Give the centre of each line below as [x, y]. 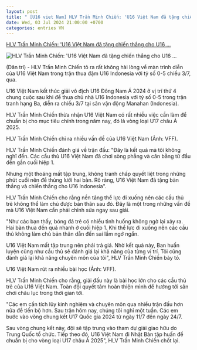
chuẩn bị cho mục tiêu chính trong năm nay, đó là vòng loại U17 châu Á [92, 121]
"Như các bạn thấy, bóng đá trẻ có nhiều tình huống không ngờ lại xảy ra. [95, 222]
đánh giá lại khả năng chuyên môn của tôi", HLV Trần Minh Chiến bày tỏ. [93, 258]
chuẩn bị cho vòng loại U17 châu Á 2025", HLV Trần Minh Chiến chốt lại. [93, 341]
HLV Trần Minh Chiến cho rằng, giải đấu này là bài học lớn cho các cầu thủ [96, 281]
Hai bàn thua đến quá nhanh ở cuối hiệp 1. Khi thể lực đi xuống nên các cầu [97, 228]
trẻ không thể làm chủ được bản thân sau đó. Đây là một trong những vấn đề [98, 204]
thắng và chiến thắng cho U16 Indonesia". [56, 186]
